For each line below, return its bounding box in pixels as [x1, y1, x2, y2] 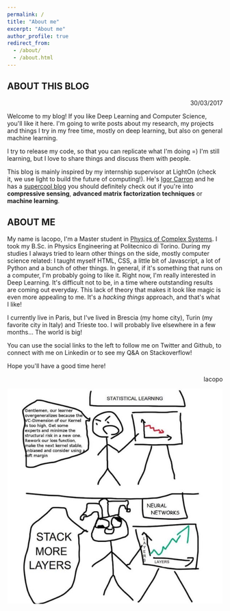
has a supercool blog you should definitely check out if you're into [7, 182, 194, 190]
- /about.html [13, 55, 53, 62]
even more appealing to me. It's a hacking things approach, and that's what [7, 293, 220, 301]
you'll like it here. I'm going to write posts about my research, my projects [7, 119, 214, 127]
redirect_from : [7, 40, 51, 47]
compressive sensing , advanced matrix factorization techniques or [7, 189, 203, 198]
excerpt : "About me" [7, 25, 66, 32]
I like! [7, 300, 23, 308]
